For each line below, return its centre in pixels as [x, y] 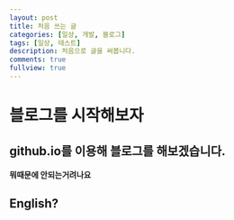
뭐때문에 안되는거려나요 [50, 174]
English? [34, 204]
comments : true [38, 60]
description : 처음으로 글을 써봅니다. [72, 51]
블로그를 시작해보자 [76, 116]
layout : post [34, 18]
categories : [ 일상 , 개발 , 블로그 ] [67, 34]
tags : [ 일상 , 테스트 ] [45, 43]
